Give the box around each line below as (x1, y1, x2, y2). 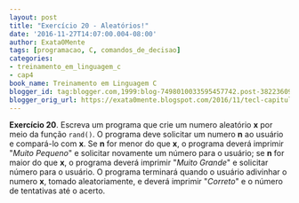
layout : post (9, 12, 58, 22)
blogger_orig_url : (9, 95, 77, 105)
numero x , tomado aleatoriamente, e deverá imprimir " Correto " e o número (9, 176, 283, 187)
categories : (9, 54, 53, 63)
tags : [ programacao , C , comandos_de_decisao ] (9, 46, 181, 55)
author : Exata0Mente (9, 37, 86, 47)
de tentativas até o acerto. (9, 185, 106, 196)
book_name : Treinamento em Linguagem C (9, 79, 158, 88)
